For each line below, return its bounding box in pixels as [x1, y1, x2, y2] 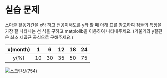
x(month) [7, 46, 31, 53]
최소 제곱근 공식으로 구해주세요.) [10, 34, 74, 40]
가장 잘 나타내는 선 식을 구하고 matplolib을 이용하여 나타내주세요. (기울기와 [5, 28, 151, 34]
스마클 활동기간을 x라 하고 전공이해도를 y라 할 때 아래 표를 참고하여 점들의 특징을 [5, 22, 162, 28]
